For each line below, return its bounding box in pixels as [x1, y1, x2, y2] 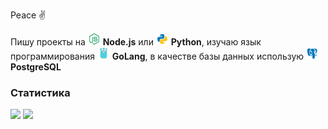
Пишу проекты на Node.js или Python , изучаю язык [10, 36, 262, 48]
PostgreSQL [10, 61, 62, 73]
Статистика [10, 85, 71, 99]
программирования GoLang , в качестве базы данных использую [10, 50, 305, 62]
